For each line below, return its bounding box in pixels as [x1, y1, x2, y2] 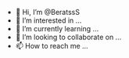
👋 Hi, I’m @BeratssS [15, 8, 81, 16]
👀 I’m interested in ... [15, 16, 82, 25]
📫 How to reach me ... [15, 42, 88, 50]
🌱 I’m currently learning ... [15, 24, 99, 33]
